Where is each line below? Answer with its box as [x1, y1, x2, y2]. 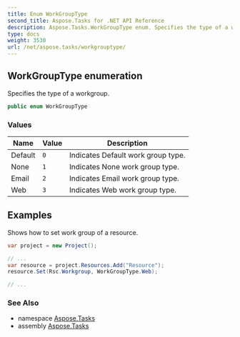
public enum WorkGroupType [7, 103, 88, 110]
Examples [7, 209, 52, 221]
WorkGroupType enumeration [7, 70, 143, 82]
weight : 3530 [7, 37, 46, 44]
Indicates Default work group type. [69, 150, 186, 160]
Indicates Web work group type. [69, 185, 177, 195]
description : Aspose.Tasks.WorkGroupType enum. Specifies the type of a [7, 24, 229, 31]
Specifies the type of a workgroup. [7, 89, 110, 97]
